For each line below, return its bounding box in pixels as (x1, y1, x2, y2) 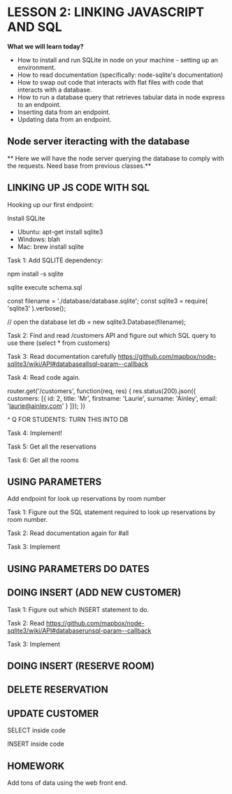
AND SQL (7, 19, 63, 35)
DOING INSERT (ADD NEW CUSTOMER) (7, 587, 182, 599)
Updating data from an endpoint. (17, 115, 112, 123)
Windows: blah (17, 235, 61, 243)
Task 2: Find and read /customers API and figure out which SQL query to (7, 331, 217, 339)
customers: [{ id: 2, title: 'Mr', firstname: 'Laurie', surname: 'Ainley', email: (7, 394, 218, 402)
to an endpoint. (17, 100, 61, 108)
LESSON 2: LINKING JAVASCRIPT (7, 4, 205, 20)
